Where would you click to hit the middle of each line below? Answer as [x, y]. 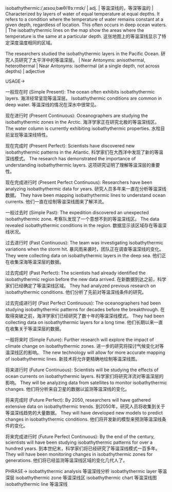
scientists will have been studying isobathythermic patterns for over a [79, 442]
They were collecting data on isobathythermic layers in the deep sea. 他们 [83, 256]
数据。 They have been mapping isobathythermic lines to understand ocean [85, 195]
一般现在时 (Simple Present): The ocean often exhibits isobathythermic [80, 92]
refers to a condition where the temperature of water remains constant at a [84, 19]
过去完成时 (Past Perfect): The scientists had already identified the [75, 273]
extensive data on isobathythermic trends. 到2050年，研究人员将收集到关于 [85, 406]
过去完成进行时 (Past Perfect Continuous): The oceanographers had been [83, 303]
